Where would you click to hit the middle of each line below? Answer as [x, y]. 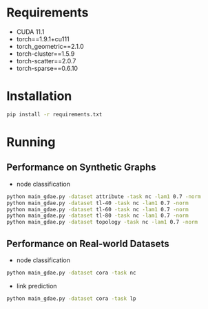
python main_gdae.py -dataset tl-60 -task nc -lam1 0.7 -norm [97, 209]
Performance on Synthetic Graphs [81, 168]
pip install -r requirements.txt [54, 114]
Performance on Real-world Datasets [88, 243]
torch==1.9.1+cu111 [43, 39]
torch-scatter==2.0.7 [46, 61]
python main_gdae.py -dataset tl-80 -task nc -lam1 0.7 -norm [97, 216]
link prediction [37, 286]
